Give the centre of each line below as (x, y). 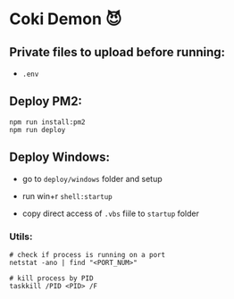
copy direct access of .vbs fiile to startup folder (110, 213)
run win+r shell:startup (67, 195)
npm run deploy (38, 129)
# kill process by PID (51, 278)
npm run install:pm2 (48, 122)
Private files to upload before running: (117, 52)
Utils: (21, 237)
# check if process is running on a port (88, 254)
